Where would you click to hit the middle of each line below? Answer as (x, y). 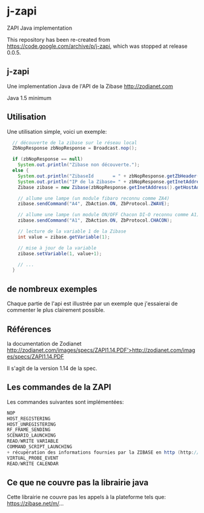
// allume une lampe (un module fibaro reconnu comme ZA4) (94, 198)
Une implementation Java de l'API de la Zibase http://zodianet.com (90, 86)
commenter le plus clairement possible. (56, 310)
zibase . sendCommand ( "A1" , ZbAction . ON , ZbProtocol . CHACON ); (95, 220)
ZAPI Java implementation (39, 28)
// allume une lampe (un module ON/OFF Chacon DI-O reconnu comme (103, 215)
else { (21, 171)
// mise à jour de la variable (57, 248)
